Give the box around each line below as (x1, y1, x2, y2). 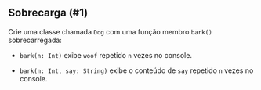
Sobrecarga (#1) (8, 6, 89, 20)
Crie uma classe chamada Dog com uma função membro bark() (8, 27, 213, 36)
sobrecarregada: (8, 35, 63, 45)
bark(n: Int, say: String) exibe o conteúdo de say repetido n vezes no (19, 66, 254, 75)
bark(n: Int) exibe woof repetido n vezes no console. (19, 50, 192, 59)
